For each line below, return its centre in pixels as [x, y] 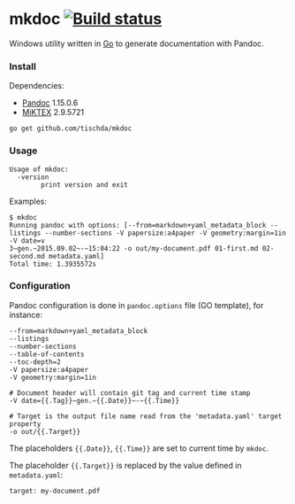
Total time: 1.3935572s [53, 264]
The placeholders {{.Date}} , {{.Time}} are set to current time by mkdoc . [139, 448]
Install [23, 66]
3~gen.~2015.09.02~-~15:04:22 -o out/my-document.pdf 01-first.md [134, 248]
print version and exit [84, 185]
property [25, 424]
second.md [27, 256]
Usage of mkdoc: [39, 169]
